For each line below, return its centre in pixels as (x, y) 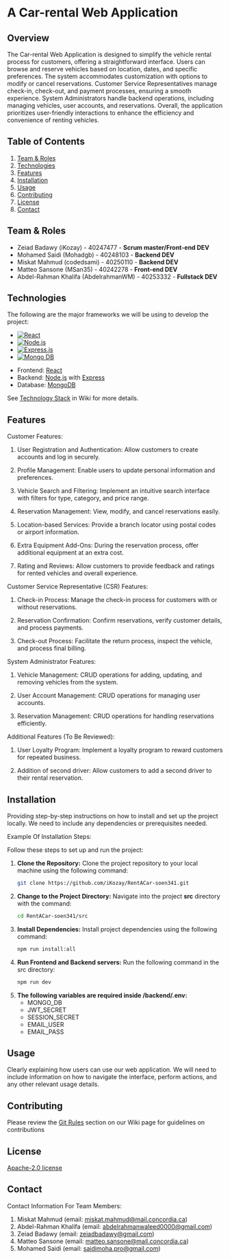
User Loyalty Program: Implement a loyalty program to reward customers (120, 750)
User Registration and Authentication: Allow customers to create (107, 450)
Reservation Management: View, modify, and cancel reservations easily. (118, 511)
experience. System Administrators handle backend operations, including (111, 98)
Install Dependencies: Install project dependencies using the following (117, 929)
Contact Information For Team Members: (64, 1205)
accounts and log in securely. (59, 457)
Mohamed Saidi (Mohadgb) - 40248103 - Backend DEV (95, 255)
